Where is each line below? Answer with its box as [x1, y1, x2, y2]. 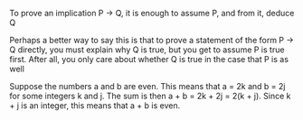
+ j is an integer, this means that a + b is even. [9, 100, 181, 111]
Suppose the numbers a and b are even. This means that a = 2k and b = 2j [9, 81, 286, 91]
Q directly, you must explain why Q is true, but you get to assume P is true [9, 44, 285, 55]
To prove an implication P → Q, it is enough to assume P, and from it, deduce [9, 8, 295, 18]
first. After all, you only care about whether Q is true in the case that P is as [9, 54, 289, 64]
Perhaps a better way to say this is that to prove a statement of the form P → [9, 35, 294, 45]
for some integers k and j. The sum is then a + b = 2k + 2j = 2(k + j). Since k [9, 90, 291, 101]
